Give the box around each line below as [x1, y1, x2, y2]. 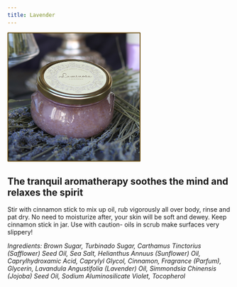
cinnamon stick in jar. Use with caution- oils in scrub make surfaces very [7, 220, 220, 229]
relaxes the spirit [7, 187, 84, 199]
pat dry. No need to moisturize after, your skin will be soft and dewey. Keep [7, 213, 227, 222]
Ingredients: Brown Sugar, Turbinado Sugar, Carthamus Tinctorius [7, 242, 202, 250]
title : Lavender [7, 11, 55, 18]
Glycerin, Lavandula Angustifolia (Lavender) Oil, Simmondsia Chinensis [7, 264, 216, 273]
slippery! [7, 228, 33, 237]
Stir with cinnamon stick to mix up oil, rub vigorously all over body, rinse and [7, 205, 231, 214]
